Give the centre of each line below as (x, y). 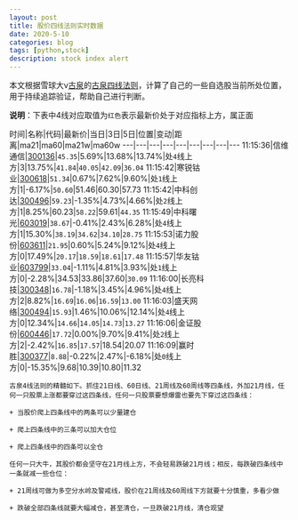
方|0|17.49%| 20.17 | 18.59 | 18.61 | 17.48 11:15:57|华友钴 (105, 256)
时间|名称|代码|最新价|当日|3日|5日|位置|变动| (92, 134)
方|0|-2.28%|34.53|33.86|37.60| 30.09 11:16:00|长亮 (103, 278)
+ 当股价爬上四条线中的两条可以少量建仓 (73, 412)
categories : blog (41, 42)
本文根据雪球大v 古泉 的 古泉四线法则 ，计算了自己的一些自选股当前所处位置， (148, 85)
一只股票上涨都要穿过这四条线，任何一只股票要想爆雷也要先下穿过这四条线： (135, 396)
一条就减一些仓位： (39, 474)
